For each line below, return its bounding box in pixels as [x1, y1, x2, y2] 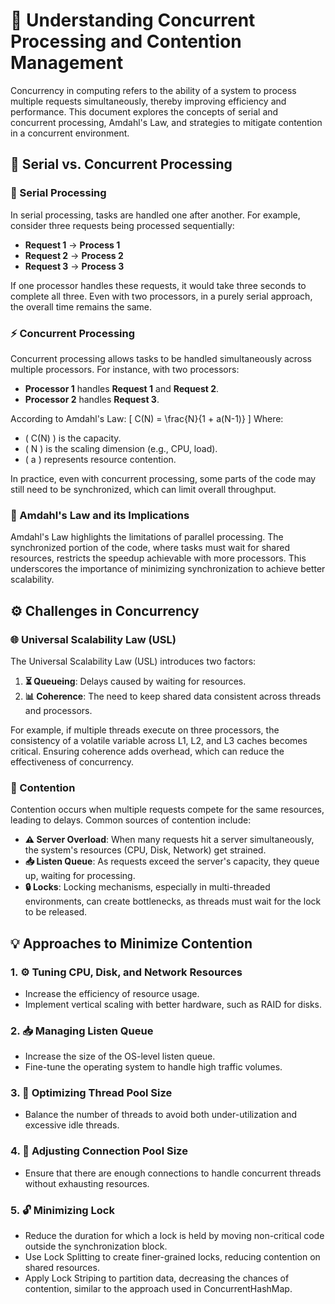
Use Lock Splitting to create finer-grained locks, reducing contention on [24, 1251, 321, 1263]
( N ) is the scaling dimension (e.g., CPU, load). [24, 442, 218, 454]
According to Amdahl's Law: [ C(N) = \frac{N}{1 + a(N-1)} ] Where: [10, 412, 284, 424]
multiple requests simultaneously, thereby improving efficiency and [10, 95, 287, 107]
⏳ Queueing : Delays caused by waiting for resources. [24, 675, 247, 687]
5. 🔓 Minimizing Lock [10, 1203, 115, 1217]
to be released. [24, 906, 88, 918]
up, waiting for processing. [24, 870, 136, 882]
